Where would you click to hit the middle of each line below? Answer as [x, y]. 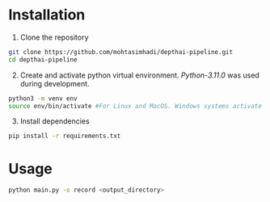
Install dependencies [55, 121]
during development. [55, 83]
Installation [47, 15]
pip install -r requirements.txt [65, 136]
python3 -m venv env [43, 99]
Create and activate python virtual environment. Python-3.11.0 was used [140, 75]
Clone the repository [54, 37]
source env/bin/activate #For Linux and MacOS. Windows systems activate [135, 106]
